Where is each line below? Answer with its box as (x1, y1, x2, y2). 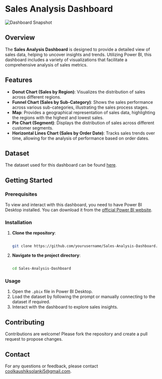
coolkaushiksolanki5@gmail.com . (5, 368, 72, 374)
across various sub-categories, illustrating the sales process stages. (12, 104, 149, 110)
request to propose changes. (5, 336, 63, 342)
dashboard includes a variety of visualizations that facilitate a (5, 57, 128, 63)
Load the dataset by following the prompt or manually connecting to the (12, 294, 156, 299)
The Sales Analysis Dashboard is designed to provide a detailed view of (5, 46, 150, 52)
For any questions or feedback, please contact (5, 363, 98, 369)
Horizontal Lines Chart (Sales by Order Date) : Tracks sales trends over (12, 130, 155, 136)
